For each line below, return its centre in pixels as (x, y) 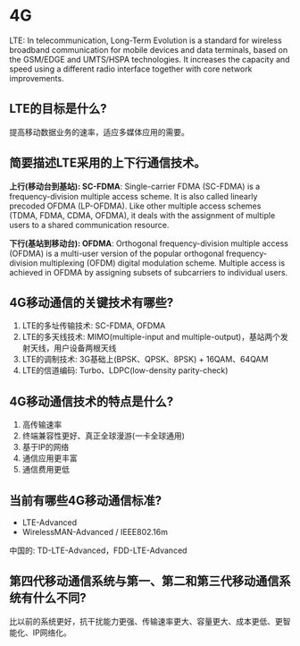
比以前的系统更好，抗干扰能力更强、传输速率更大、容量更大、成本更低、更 (146, 621)
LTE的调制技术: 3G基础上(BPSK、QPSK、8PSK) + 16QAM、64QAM (145, 360)
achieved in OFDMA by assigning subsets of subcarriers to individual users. (149, 272)
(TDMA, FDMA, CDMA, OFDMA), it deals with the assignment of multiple (142, 215)
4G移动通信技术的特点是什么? (92, 401)
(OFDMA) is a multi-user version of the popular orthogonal (117, 253)
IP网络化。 (52, 633)
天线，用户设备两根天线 (73, 348)
